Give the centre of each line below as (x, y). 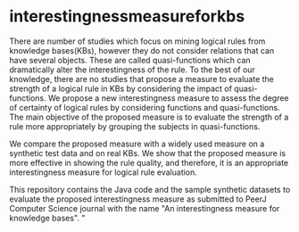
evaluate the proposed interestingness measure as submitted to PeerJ (138, 199)
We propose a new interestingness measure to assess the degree (168, 98)
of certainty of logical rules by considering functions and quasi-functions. (145, 107)
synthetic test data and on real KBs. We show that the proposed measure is (148, 153)
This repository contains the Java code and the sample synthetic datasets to (150, 189)
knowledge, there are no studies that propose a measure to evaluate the (142, 79)
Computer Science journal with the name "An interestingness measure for (145, 208)
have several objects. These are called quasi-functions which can (130, 60)
